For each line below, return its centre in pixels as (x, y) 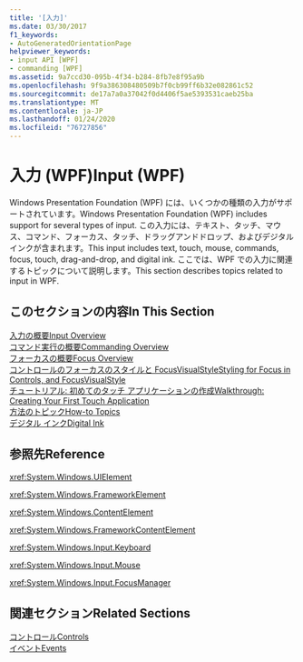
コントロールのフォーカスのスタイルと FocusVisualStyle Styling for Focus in (150, 369)
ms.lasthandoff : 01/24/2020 (63, 119)
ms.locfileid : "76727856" (58, 128)
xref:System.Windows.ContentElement (82, 512)
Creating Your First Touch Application (79, 400)
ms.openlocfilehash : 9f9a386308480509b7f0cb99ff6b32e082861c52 (132, 85)
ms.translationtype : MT (54, 102)
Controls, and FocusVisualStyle (68, 379)
